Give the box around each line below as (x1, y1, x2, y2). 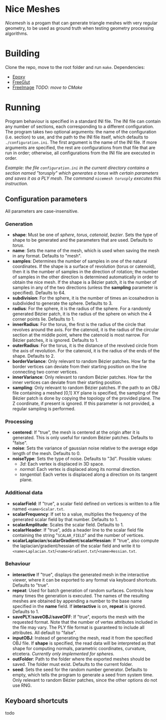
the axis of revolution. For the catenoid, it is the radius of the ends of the (12, 347, 160, 353)
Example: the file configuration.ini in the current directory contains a (5, 165, 149, 171)
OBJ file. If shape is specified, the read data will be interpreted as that (12, 640, 156, 646)
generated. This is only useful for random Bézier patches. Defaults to (12, 435, 154, 441)
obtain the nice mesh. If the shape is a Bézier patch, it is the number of (12, 279, 157, 285)
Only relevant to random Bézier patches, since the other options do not (12, 677, 158, 683)
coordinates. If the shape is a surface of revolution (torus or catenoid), (12, 263, 156, 269)
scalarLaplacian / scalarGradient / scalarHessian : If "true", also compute (12, 537, 159, 543)
